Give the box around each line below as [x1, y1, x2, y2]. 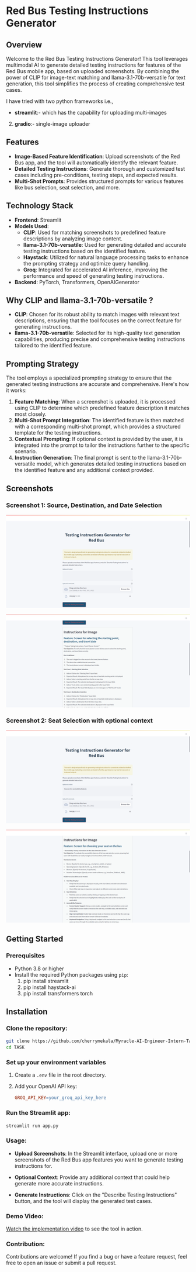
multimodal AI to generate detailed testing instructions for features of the [6, 61, 181, 68]
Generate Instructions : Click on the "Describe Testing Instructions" [14, 1191, 177, 1198]
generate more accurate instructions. [14, 1180, 104, 1187]
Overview [6, 40, 43, 50]
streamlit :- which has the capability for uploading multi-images [14, 109, 167, 116]
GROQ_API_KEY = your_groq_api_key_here [14, 1095, 107, 1101]
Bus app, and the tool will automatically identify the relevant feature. [14, 159, 178, 166]
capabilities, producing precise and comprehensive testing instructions [14, 336, 185, 343]
